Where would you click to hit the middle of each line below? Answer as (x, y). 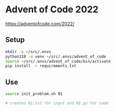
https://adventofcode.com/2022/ (40, 24)
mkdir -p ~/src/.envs (28, 52)
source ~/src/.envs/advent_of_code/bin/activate (58, 61)
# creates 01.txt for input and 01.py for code (57, 103)
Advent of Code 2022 (52, 10)
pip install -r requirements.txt (41, 66)
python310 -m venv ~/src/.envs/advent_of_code (56, 57)
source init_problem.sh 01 (34, 94)
